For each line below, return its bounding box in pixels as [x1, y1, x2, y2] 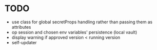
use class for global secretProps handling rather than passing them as [11, 19, 153, 25]
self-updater [11, 39, 37, 45]
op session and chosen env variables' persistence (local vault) [11, 29, 137, 35]
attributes [11, 24, 31, 30]
